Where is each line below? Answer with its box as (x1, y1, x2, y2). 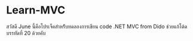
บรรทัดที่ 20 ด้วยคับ (6, 29, 46, 36)
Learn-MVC (6, 4, 66, 17)
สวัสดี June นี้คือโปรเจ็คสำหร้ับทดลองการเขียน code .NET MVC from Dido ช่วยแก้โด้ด (6, 23, 188, 30)
